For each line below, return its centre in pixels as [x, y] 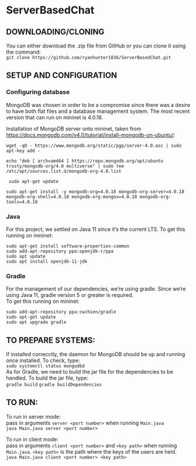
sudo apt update [26, 256]
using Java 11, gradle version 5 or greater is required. [70, 295]
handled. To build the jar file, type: [47, 378]
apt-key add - [23, 151]
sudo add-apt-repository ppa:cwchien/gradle [61, 312]
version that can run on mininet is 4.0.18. [55, 117]
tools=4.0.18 [22, 202]
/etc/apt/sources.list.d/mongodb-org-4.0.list [64, 171]
